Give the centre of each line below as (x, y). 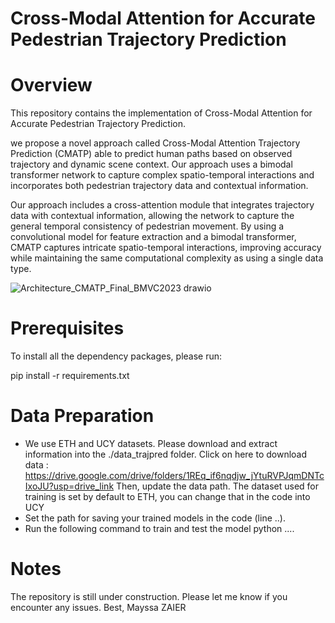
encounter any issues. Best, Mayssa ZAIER (98, 607)
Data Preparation (82, 416)
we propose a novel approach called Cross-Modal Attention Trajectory (155, 143)
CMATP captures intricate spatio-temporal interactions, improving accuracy (166, 248)
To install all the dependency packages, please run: (116, 356)
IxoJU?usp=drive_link (69, 486)
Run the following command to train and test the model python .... (159, 528)
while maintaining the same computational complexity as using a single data (167, 258)
